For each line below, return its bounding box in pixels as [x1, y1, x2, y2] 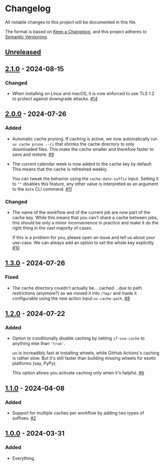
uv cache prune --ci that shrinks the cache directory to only [12, 141, 135, 147]
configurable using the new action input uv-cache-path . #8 [12, 295, 130, 301]
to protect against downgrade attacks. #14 [12, 96, 98, 102]
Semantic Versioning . [5, 34, 48, 40]
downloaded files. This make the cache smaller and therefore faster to [12, 146, 154, 152]
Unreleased [5, 48, 42, 56]
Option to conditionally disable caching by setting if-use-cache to [12, 335, 145, 341]
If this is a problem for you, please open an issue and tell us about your [12, 235, 156, 240]
